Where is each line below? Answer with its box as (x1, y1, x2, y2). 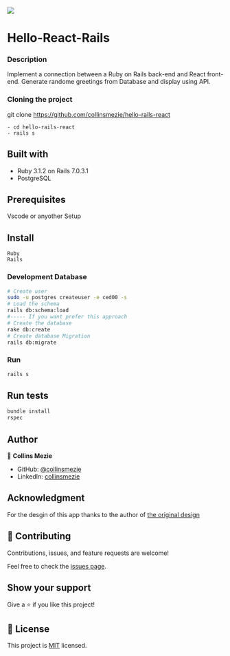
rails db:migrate (7, 339, 57, 346)
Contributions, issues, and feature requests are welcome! (7, 549, 170, 557)
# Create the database (7, 320, 72, 327)
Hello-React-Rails (7, 30, 111, 46)
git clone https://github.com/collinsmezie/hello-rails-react (7, 110, 170, 118)
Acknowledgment (7, 492, 85, 504)
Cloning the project (7, 95, 73, 105)
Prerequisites (7, 193, 66, 206)
